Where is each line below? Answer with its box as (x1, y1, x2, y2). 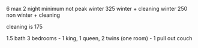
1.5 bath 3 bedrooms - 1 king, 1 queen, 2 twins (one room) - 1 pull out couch (6, 35, 193, 41)
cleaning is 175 (6, 23, 43, 30)
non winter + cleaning (6, 11, 61, 19)
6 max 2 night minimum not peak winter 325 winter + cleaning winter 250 (6, 5, 188, 12)
